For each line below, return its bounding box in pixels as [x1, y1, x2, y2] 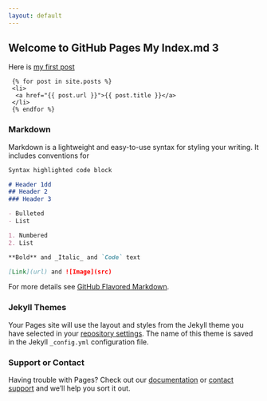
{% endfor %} [11, 105, 56, 114]
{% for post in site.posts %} [11, 77, 112, 86]
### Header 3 [8, 195, 52, 203]
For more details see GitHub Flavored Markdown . [8, 282, 170, 292]
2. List [8, 238, 34, 247]
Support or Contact [8, 356, 85, 368]
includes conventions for [8, 151, 90, 160]
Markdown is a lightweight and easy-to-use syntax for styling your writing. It [8, 142, 259, 151]
